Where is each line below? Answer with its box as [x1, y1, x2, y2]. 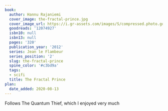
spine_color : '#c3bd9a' [9, 63, 59, 68]
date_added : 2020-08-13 [9, 86, 59, 91]
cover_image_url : [9, 21, 46, 26]
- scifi [9, 72, 26, 77]
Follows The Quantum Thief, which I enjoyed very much [5, 100, 120, 106]
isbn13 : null [9, 35, 37, 40]
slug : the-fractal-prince [9, 58, 64, 63]
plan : [5, 81, 16, 86]
